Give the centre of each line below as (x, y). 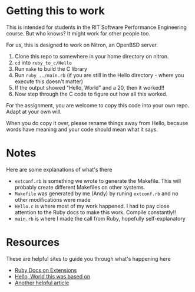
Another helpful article (42, 283)
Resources (33, 242)
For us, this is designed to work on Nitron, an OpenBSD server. (82, 45)
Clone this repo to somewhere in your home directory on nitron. (92, 56)
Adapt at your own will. (34, 111)
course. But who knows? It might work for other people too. (78, 33)
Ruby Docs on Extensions (46, 270)
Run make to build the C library (51, 68)
